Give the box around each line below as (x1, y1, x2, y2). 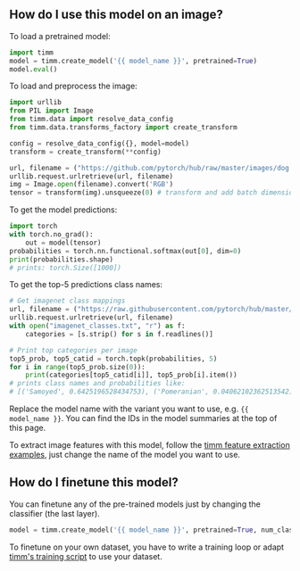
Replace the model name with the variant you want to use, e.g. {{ (9, 403, 249, 414)
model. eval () (9, 64, 58, 74)
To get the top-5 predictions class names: (9, 279, 163, 290)
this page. (9, 423, 46, 434)
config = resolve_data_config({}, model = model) (9, 138, 190, 148)
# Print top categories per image (9, 345, 138, 355)
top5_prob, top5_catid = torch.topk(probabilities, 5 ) (9, 354, 218, 363)
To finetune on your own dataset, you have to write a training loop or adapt (9, 542, 284, 552)
